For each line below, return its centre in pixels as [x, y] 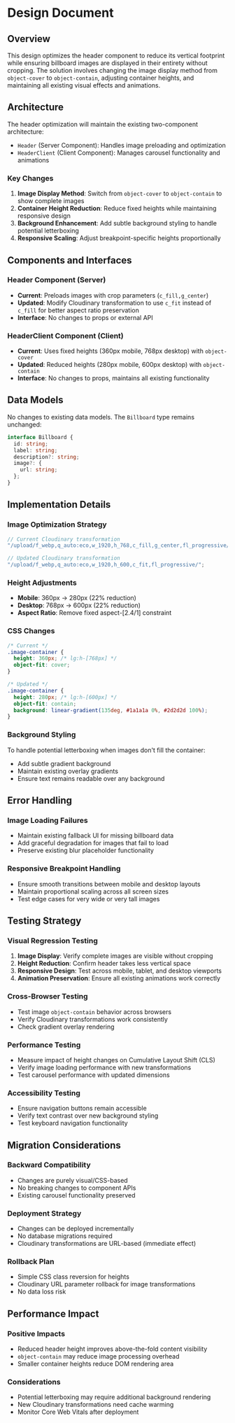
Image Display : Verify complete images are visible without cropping [115, 956]
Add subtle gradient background [64, 763]
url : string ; [39, 470]
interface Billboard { [40, 437]
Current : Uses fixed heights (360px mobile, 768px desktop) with [111, 351]
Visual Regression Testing [52, 940]
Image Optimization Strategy [57, 525]
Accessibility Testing [44, 1092]
